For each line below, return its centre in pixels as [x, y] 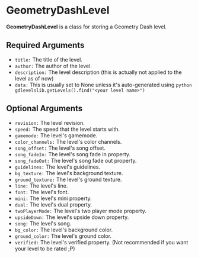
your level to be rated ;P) [45, 249]
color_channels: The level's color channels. [68, 141]
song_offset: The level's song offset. [60, 148]
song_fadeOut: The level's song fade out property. [76, 160]
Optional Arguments [44, 109]
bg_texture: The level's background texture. [69, 173]
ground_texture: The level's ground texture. [68, 179]
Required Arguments [45, 45]
